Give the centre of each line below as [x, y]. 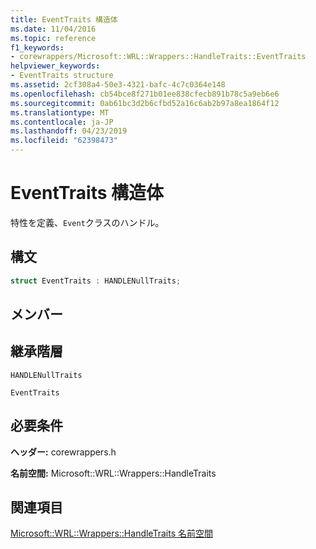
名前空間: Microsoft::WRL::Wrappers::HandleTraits [113, 473]
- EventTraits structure [62, 76]
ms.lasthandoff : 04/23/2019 [69, 131]
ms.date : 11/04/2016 [53, 29]
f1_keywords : [37, 47]
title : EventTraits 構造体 [64, 19]
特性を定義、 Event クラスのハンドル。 [87, 222]
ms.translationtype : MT [60, 112]
